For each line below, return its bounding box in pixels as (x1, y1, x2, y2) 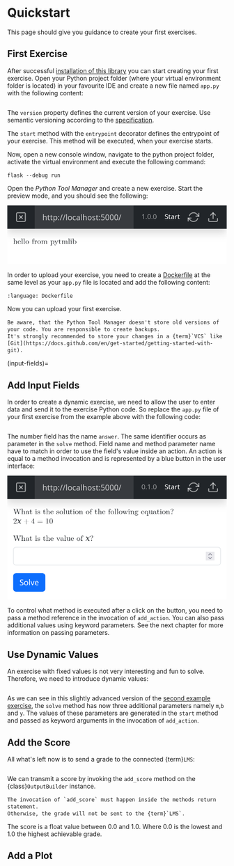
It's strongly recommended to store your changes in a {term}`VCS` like (7, 333, 223, 340)
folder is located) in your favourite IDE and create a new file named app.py (7, 81, 219, 90)
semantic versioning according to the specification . (7, 116, 155, 124)
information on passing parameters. (7, 629, 110, 637)
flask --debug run (7, 172, 61, 179)
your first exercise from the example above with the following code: (7, 412, 201, 420)
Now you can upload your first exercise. (7, 305, 122, 313)
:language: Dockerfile (7, 292, 73, 300)
